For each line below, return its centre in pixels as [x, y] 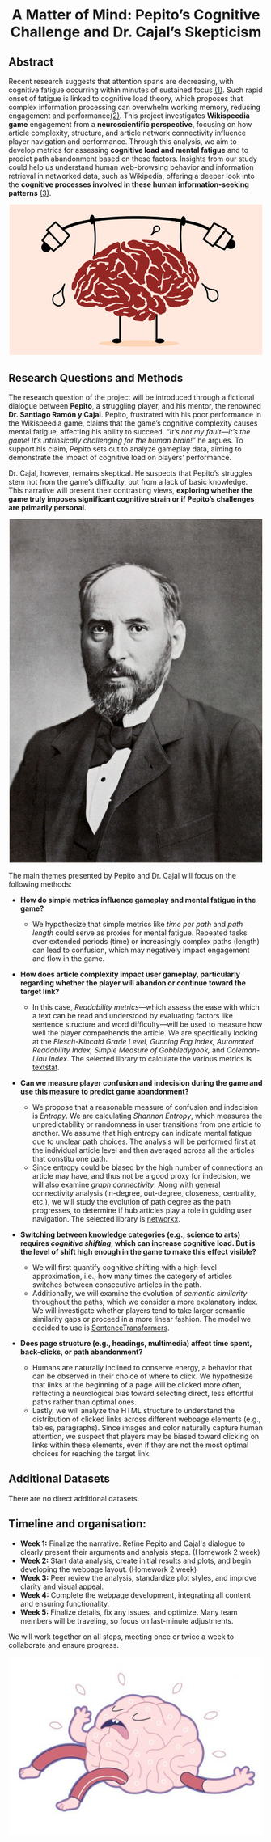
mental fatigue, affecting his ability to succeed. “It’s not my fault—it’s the [129, 432]
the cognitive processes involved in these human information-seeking [129, 184]
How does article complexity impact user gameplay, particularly [130, 974]
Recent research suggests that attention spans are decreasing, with [121, 81]
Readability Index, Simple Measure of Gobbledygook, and [128, 1050]
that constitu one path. [70, 1159]
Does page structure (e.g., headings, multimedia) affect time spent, [136, 1344]
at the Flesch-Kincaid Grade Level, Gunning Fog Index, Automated [143, 1042]
